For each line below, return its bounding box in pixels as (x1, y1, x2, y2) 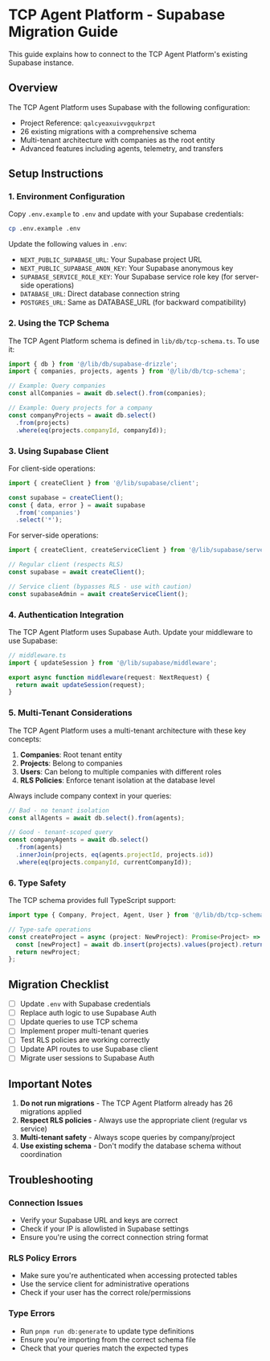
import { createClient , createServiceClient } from (8, 546, 185, 554)
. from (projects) (15, 419, 70, 427)
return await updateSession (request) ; (15, 680, 146, 689)
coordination (19, 1150, 63, 1159)
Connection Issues (8, 1197, 84, 1208)
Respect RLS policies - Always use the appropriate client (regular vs (19, 1115, 247, 1126)
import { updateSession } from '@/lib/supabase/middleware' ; (8, 659, 218, 667)
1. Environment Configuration (8, 191, 125, 202)
